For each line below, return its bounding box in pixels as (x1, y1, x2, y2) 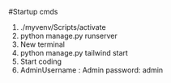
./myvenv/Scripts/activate (19, 23, 107, 31)
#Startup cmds (8, 7, 58, 16)
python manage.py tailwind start (19, 48, 128, 57)
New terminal (19, 39, 65, 49)
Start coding (19, 56, 62, 66)
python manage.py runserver (19, 31, 118, 40)
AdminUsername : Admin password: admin (19, 65, 164, 75)
